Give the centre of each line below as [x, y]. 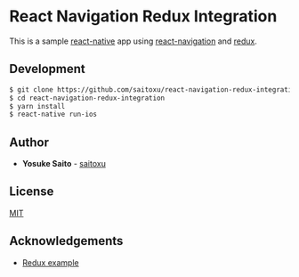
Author [29, 142]
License [32, 192]
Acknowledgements [66, 241]
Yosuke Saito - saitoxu [64, 164]
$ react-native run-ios [53, 114]
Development [48, 69]
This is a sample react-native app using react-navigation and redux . [133, 41]
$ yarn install [37, 106]
